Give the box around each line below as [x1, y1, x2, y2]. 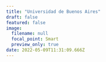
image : [6, 25, 22, 31]
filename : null [11, 31, 49, 37]
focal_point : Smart [11, 36, 59, 42]
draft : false [6, 14, 38, 20]
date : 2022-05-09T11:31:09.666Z [6, 47, 85, 53]
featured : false [6, 19, 46, 25]
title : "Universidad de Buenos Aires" [6, 8, 101, 15]
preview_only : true [11, 42, 59, 48]
